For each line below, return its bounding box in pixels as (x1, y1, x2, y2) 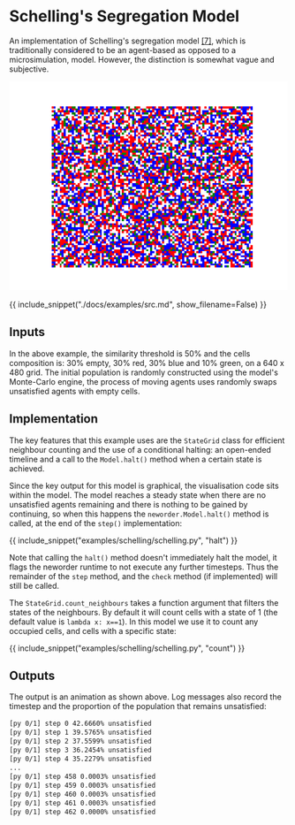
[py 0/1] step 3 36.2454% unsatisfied (9, 745, 152, 755)
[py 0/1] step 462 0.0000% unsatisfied (9, 807, 156, 817)
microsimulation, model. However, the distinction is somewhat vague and (9, 54, 276, 65)
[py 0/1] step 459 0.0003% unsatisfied (9, 781, 156, 791)
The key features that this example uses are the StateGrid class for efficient (9, 435, 285, 446)
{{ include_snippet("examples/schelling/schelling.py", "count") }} (9, 643, 246, 653)
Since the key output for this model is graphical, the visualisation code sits (9, 480, 280, 491)
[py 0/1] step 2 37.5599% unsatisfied (9, 737, 152, 746)
